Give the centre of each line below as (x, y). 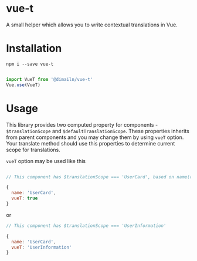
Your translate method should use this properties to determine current (91, 143)
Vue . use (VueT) (23, 85)
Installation (34, 48)
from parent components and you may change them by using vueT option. (95, 137)
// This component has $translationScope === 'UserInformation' (86, 226)
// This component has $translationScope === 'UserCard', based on (90, 177)
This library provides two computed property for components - (82, 124)
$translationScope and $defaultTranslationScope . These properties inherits (98, 131)
